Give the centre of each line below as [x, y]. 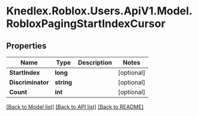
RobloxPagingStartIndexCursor [86, 24]
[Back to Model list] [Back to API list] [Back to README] [75, 107]
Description [95, 62]
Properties [26, 46]
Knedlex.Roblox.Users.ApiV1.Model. [100, 11]
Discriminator [29, 82]
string [64, 82]
